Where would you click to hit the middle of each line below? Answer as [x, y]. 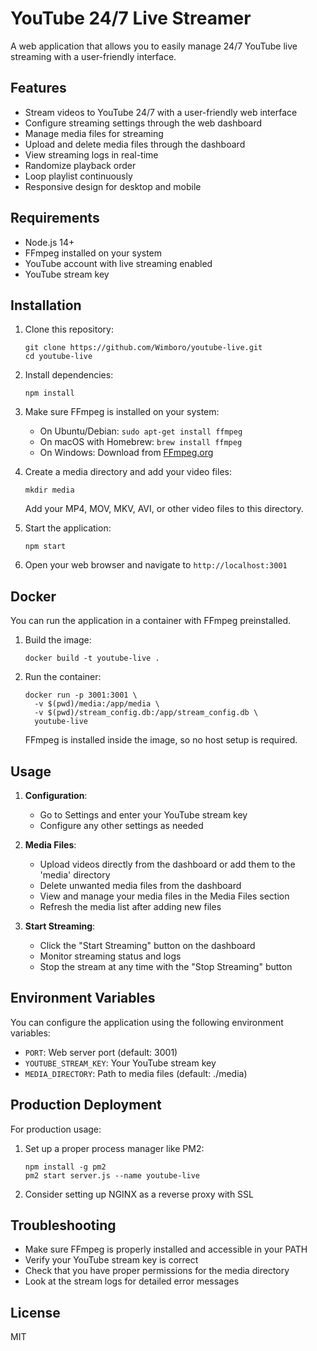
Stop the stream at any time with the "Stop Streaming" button [166, 966]
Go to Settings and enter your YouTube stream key [143, 815]
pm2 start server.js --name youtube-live [112, 1175]
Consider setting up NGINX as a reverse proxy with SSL [139, 1194]
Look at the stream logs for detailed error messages [132, 1281]
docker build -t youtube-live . [92, 658]
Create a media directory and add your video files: [128, 472]
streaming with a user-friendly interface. [93, 56]
